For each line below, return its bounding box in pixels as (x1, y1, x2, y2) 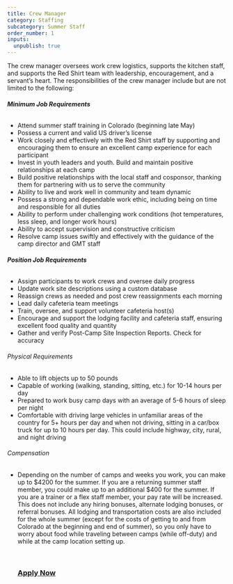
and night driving (17, 433, 66, 441)
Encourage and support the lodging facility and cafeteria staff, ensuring (17, 314, 223, 322)
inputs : (7, 36, 30, 43)
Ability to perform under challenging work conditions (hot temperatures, (17, 210, 224, 219)
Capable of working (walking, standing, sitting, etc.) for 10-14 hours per (17, 381, 223, 390)
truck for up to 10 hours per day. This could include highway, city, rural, (17, 425, 221, 434)
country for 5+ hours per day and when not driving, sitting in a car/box (17, 418, 220, 427)
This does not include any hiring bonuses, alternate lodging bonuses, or (17, 500, 224, 508)
